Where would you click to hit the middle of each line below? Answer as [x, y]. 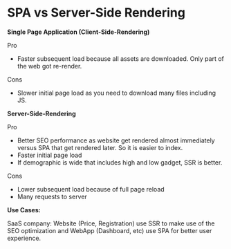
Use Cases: [24, 210]
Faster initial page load [49, 155]
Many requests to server [52, 196]
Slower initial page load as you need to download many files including [117, 93]
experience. [24, 238]
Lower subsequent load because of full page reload [91, 189]
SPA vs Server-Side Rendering [96, 13]
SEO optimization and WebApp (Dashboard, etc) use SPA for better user [110, 230]
